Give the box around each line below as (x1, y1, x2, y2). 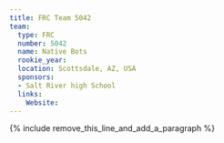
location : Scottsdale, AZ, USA (17, 65, 137, 74)
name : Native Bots (17, 47, 88, 56)
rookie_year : (17, 56, 67, 65)
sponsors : (17, 73, 55, 82)
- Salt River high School (17, 81, 117, 90)
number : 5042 (17, 38, 67, 48)
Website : (25, 97, 59, 107)
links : (17, 89, 43, 98)
